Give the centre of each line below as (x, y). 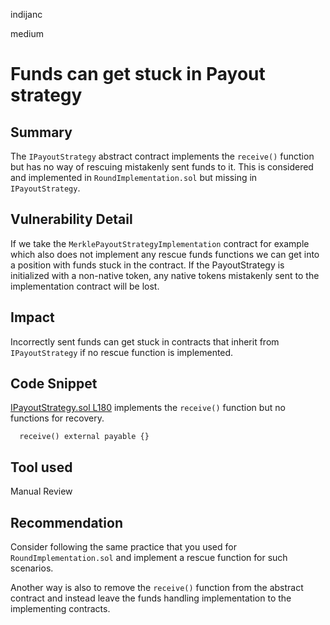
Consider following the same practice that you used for (123, 547)
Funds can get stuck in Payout (138, 74)
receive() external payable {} (84, 437)
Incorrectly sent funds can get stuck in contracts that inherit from (145, 341)
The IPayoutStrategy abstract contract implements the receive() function (162, 156)
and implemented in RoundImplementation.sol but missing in (134, 177)
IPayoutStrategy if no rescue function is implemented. (122, 352)
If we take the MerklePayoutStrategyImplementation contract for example (160, 243)
